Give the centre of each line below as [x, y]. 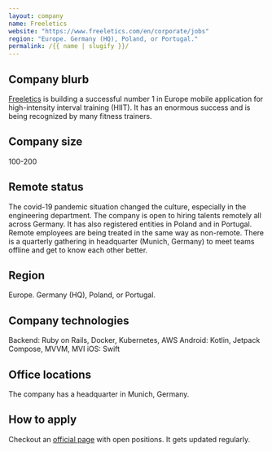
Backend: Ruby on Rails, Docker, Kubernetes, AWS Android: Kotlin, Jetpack [134, 340]
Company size [46, 142]
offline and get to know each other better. [78, 250]
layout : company [36, 16]
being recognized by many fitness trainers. [80, 116]
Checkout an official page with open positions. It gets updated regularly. [129, 439]
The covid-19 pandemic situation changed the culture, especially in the [127, 206]
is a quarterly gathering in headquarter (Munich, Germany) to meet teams [132, 241]
